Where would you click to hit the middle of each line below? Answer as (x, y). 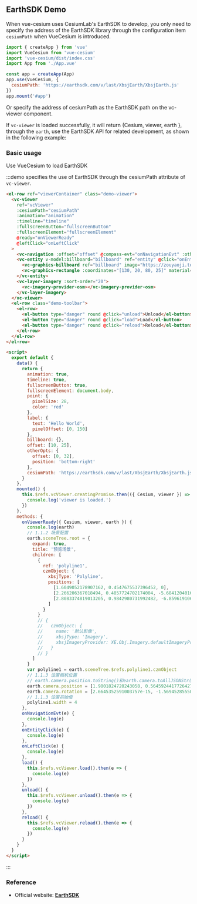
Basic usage (24, 152)
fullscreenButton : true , (57, 385)
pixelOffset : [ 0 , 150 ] (60, 429)
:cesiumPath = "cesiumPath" (48, 210)
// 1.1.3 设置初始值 (50, 697)
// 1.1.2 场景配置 (48, 533)
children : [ (47, 555)
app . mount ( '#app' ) (28, 96)
